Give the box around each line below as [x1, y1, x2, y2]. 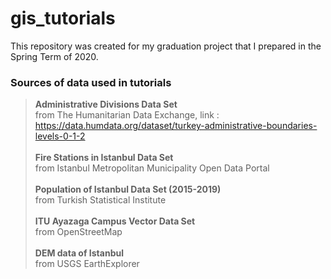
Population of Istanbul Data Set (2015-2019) [34, 183, 222, 196]
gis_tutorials [10, 7, 116, 30]
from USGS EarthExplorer [34, 258, 140, 270]
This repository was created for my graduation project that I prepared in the [10, 40, 322, 52]
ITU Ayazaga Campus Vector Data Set [34, 215, 196, 227]
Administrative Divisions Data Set [34, 98, 178, 111]
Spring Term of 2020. [10, 50, 99, 62]
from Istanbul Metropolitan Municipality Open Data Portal [34, 162, 270, 174]
